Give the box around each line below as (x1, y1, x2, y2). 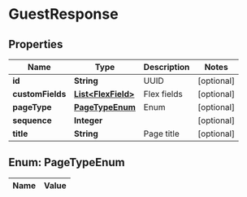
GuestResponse (8, 5, 119, 24)
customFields (12, 89, 67, 99)
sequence (12, 115, 52, 126)
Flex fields (143, 89, 183, 99)
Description (143, 62, 190, 72)
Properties (8, 37, 63, 51)
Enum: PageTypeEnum (8, 155, 125, 169)
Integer (74, 115, 103, 126)
